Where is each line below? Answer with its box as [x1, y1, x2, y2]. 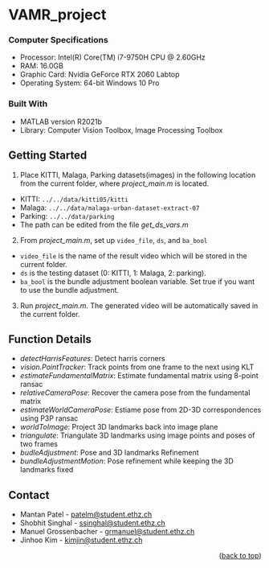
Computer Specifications [8, 35, 108, 46]
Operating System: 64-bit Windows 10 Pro [19, 78, 160, 88]
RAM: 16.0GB [19, 61, 64, 71]
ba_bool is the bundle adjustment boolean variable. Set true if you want [19, 276, 255, 286]
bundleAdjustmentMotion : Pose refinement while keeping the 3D [19, 456, 234, 466]
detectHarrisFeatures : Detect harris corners [19, 354, 166, 364]
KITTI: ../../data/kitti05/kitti [19, 194, 128, 204]
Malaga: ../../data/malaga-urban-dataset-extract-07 [19, 203, 200, 212]
